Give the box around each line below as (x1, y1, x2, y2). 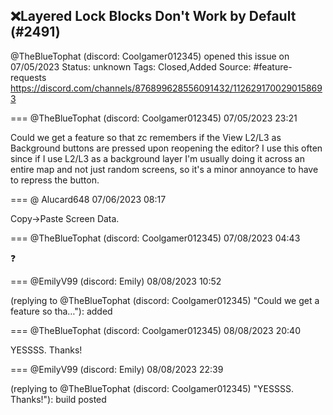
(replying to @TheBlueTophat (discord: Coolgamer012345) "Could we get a (10, 294, 320, 306)
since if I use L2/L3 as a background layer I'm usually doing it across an (10, 152, 305, 164)
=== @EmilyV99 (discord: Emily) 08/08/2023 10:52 (10, 275, 222, 287)
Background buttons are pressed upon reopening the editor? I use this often (10, 142, 323, 154)
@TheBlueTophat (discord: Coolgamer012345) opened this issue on (10, 50, 290, 62)
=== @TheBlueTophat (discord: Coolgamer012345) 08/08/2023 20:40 (10, 324, 301, 336)
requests (10, 71, 47, 83)
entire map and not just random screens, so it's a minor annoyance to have (10, 163, 319, 175)
